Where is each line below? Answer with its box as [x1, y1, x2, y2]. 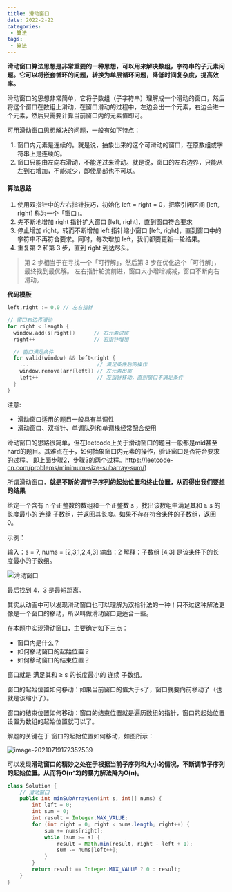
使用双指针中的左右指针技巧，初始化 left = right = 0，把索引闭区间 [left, [17, 201, 220, 209]
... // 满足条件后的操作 [19, 361, 148, 369]
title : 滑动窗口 [7, 10, 50, 17]
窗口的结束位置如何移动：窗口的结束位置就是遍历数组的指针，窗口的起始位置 [7, 708, 225, 716]
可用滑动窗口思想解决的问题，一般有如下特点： [7, 126, 140, 134]
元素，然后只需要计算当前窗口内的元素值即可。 [12, 111, 146, 120]
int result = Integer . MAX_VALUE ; [32, 815, 128, 821]
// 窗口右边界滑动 [7, 317, 53, 324]
